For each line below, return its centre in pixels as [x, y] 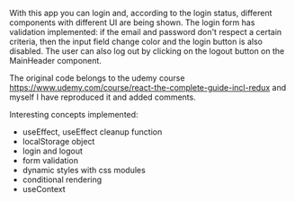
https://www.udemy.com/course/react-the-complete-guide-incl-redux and [147, 88]
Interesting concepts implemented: [74, 114]
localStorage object [58, 141]
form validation [50, 160]
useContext [44, 189]
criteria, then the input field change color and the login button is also [136, 41]
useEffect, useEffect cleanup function [92, 132]
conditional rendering [62, 180]
